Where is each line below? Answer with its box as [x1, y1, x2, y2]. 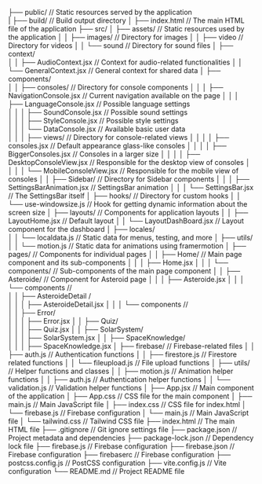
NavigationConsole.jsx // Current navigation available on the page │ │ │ [8, 91, 239, 100]
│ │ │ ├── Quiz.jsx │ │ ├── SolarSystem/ [8, 324, 144, 334]
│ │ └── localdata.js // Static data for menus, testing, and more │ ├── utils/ [8, 233, 253, 242]
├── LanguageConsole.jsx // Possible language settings [8, 99, 191, 108]
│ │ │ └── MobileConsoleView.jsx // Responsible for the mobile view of [8, 166, 239, 175]
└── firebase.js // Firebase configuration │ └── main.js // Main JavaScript [8, 409, 249, 417]
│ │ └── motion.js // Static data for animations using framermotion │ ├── [8, 241, 247, 251]
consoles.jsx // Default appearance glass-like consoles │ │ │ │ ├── [8, 141, 227, 150]
